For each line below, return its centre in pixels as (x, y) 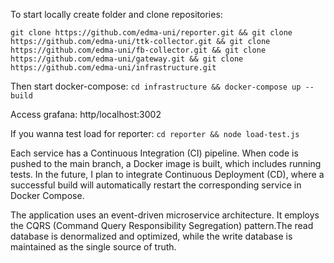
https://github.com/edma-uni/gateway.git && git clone (127, 59)
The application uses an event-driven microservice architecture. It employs (165, 215)
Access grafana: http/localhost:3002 (86, 114)
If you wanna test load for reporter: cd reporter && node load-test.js (155, 133)
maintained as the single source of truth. (93, 247)
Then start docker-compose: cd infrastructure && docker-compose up (156, 86)
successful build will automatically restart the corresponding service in (156, 185)
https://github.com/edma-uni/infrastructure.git (113, 68)
